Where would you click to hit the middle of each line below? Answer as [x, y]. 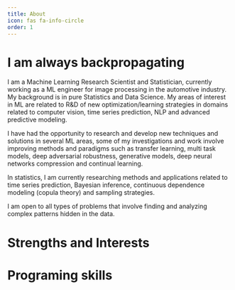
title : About [27, 14]
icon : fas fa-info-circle [45, 21]
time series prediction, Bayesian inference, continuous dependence [106, 185]
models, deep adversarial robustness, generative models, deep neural [110, 156]
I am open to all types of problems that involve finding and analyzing [107, 206]
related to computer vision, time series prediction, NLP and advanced [109, 112]
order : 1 [20, 27]
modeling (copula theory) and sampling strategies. [81, 193]
